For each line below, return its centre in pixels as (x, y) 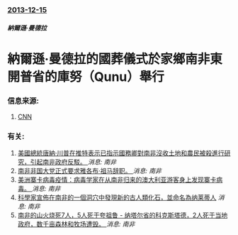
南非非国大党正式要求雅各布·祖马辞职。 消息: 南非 (89, 171)
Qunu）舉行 (130, 77)
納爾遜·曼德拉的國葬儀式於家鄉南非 (109, 59)
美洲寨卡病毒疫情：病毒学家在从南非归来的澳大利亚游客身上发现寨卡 (117, 180)
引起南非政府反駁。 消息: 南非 (73, 162)
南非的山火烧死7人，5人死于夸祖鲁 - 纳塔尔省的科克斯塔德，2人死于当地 (123, 215)
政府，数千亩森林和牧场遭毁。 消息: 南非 (76, 224)
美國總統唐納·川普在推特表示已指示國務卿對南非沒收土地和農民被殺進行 (121, 153)
